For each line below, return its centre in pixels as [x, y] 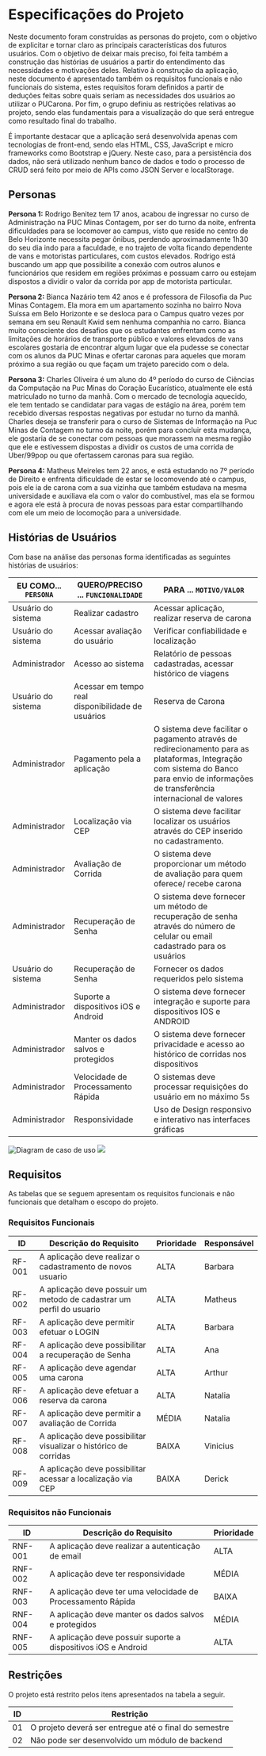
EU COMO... [39, 586]
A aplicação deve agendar [88, 1368]
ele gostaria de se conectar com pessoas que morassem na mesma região [130, 438]
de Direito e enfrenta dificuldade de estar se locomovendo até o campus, [127, 479]
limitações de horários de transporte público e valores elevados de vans [126, 339]
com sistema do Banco [196, 768]
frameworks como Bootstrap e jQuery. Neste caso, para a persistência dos [130, 153]
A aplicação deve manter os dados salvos [127, 1614]
